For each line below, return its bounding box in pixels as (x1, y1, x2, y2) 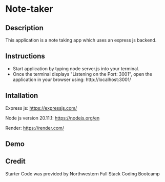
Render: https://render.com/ (5, 125, 65, 131)
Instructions (5, 52, 45, 60)
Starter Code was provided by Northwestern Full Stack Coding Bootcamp (5, 170, 160, 177)
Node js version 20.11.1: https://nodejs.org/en (5, 115, 100, 121)
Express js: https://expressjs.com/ (5, 105, 77, 111)
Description (5, 24, 44, 32)
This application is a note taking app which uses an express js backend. (5, 37, 157, 43)
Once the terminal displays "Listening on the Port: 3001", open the (12, 71, 153, 77)
